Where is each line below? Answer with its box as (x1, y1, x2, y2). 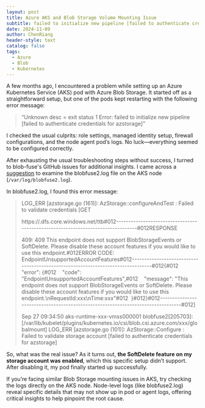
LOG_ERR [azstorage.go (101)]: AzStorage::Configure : (48, 326, 185, 333)
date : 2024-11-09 (6, 26, 51, 32)
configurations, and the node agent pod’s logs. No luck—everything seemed (6, 138, 198, 146)
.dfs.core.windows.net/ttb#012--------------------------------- (39, 218, 198, 226)
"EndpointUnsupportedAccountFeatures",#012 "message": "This (21, 275, 189, 282)
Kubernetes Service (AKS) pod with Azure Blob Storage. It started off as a (6, 89, 192, 96)
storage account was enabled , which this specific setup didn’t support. (6, 357, 187, 365)
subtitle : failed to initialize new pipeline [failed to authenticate (6, 20, 190, 26)
